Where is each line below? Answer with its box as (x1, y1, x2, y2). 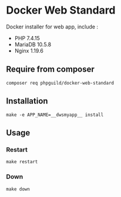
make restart (6, 159, 38, 165)
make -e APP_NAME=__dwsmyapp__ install (6, 112, 104, 118)
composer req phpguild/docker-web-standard (6, 80, 115, 86)
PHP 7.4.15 (14, 34, 40, 41)
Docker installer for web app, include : (6, 23, 99, 30)
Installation (6, 96, 48, 106)
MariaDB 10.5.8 (14, 41, 52, 48)
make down (6, 186, 31, 192)
